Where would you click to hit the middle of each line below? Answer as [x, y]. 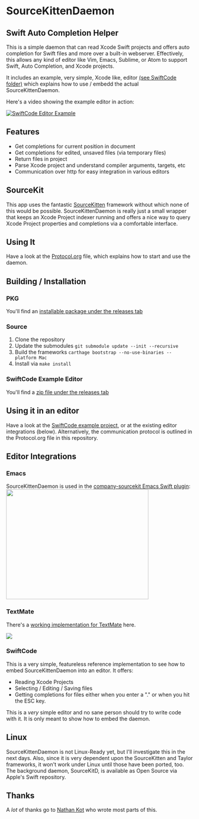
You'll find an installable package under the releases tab [75, 311]
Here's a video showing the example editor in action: [70, 102]
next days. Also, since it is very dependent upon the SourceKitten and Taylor [99, 758]
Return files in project [41, 159]
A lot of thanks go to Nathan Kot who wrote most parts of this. [82, 810]
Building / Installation [46, 281]
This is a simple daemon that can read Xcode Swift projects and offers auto [98, 47]
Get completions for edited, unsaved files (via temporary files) [90, 152]
